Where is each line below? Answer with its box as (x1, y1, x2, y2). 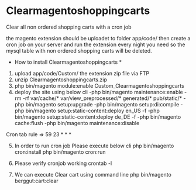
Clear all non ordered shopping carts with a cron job (6, 23, 132, 30)
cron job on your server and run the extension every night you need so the (6, 41, 185, 48)
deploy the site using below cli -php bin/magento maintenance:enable (14, 88, 183, 95)
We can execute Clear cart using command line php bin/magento (14, 171, 171, 178)
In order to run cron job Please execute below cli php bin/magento (14, 142, 174, 149)
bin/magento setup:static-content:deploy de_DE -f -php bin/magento (14, 113, 181, 120)
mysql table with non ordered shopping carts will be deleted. (6, 47, 152, 54)
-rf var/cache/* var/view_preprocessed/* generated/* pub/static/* (22, 95, 183, 102)
